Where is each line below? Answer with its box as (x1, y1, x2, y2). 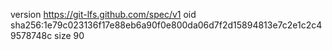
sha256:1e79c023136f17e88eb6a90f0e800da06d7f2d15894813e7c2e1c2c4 (10, 19, 323, 31)
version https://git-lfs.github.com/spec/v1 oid (10, 9, 197, 20)
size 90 (54, 30, 85, 41)
